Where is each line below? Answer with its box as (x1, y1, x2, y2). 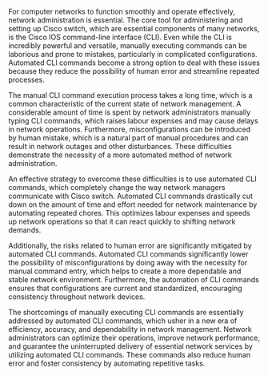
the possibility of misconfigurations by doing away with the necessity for (8, 258, 248, 267)
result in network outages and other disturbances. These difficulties (8, 142, 232, 151)
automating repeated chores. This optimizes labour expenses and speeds (8, 208, 250, 217)
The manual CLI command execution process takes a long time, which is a (8, 91, 253, 99)
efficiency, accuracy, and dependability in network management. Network (8, 325, 252, 334)
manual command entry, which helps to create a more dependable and (8, 266, 242, 276)
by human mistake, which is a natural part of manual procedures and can (8, 133, 249, 143)
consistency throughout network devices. (8, 292, 146, 301)
